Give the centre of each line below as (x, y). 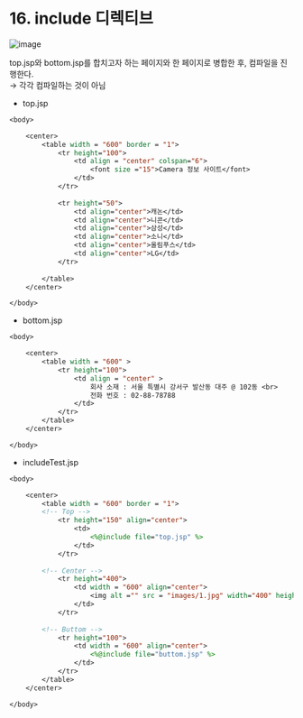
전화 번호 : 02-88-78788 (133, 395)
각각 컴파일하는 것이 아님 (63, 85)
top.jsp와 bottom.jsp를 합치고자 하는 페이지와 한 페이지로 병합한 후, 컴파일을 (144, 62)
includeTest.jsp (50, 462)
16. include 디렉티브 (82, 18)
